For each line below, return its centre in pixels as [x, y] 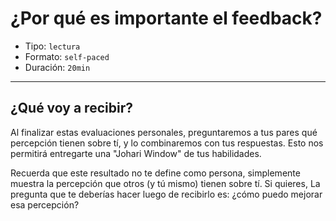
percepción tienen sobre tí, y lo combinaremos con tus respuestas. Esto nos [167, 143]
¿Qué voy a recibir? [71, 108]
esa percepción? [45, 204]
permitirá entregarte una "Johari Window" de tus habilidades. [136, 153]
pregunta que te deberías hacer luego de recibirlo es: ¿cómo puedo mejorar [166, 194]
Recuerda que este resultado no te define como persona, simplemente [155, 173]
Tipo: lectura [52, 46]
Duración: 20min [57, 67]
